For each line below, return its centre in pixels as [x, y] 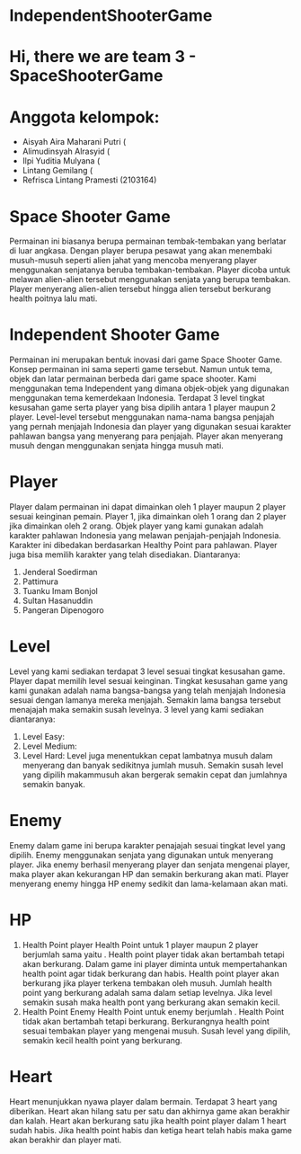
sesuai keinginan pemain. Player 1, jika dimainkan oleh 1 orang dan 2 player [148, 517]
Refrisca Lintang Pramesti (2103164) [89, 180]
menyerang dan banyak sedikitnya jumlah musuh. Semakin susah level [153, 766]
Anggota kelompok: [84, 117]
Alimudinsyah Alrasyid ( [66, 151]
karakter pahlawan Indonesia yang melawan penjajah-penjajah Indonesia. [145, 536]
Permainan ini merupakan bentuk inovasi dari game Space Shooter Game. [146, 360]
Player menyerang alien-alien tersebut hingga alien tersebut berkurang [140, 289]
